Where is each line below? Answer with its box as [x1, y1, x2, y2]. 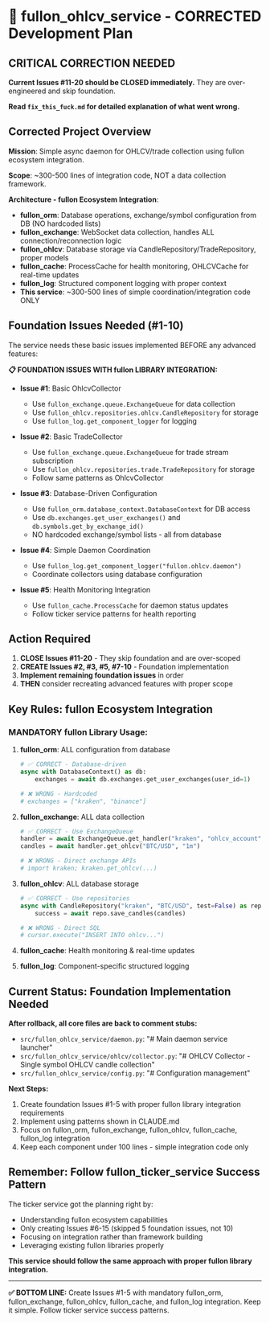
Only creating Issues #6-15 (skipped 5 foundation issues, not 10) [19, 1223, 234, 1233]
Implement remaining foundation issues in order [19, 670, 184, 680]
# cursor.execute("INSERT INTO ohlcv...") [19, 932, 165, 940]
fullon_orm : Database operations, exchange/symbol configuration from [19, 210, 257, 219]
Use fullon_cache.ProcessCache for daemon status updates [31, 600, 229, 610]
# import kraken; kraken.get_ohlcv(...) [19, 864, 157, 872]
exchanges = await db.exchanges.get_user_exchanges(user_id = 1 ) [35, 775, 252, 783]
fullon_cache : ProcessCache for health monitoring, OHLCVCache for [19, 261, 249, 271]
